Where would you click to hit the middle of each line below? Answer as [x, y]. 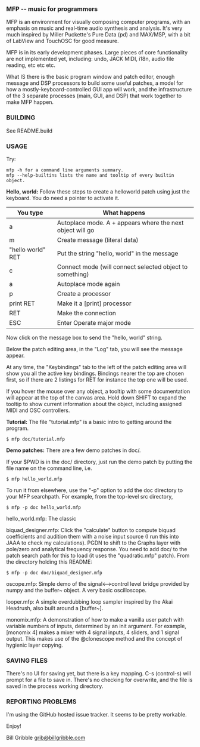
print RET [22, 303]
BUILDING [21, 118]
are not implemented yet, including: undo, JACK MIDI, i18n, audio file [90, 59]
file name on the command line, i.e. [49, 468]
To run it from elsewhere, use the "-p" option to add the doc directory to [95, 490]
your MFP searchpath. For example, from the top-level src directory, [90, 496]
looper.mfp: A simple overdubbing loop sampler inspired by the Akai [90, 601]
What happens [124, 213]
